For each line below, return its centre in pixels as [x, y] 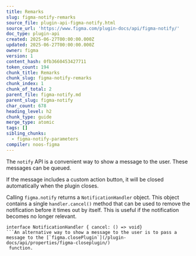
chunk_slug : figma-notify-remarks [49, 78]
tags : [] [17, 128]
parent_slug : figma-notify [40, 100]
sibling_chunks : [26, 134]
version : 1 [20, 56]
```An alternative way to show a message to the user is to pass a [92, 232]
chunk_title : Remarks [33, 73]
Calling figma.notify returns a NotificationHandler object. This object [93, 197]
